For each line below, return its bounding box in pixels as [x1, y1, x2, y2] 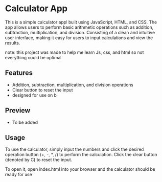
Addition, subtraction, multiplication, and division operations [12, 82, 134, 88]
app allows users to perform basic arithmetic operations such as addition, [5, 24, 154, 30]
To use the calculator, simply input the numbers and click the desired [5, 146, 144, 152]
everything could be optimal [5, 54, 62, 60]
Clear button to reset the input [12, 87, 73, 93]
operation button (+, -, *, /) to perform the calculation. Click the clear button [5, 152, 158, 158]
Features [5, 69, 33, 77]
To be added [12, 119, 38, 125]
